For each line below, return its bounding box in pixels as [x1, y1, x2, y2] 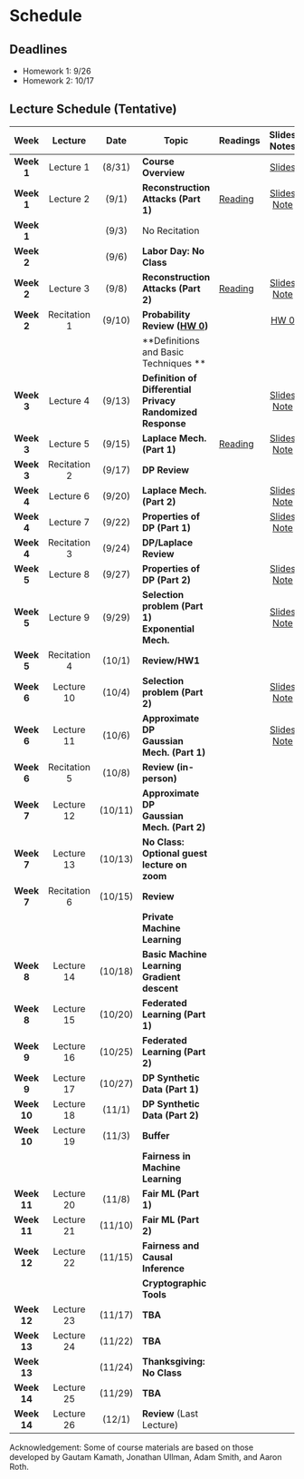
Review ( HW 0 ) [141, 319, 209, 332]
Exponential [141, 622, 195, 635]
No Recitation [141, 224, 200, 237]
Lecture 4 [48, 394, 90, 406]
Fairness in [141, 1150, 192, 1162]
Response [141, 416, 186, 429]
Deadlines [9, 42, 68, 57]
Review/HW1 [141, 654, 201, 667]
